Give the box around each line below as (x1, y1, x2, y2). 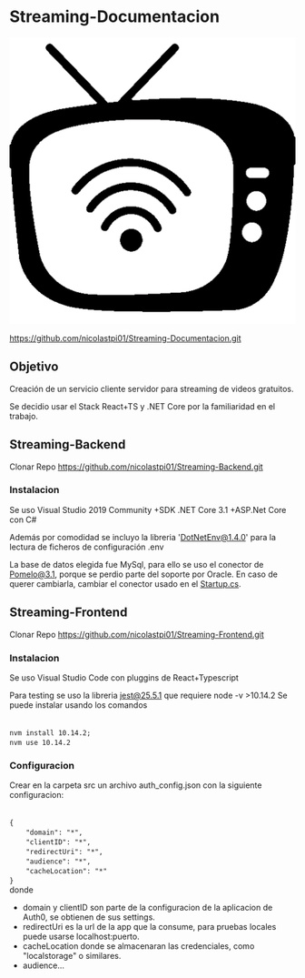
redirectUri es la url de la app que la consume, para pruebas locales (22, 922, 277, 933)
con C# (9, 514, 37, 525)
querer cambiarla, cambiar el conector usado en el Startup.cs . (9, 578, 242, 589)
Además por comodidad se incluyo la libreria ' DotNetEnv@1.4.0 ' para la (9, 531, 277, 542)
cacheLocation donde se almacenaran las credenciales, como (22, 941, 255, 952)
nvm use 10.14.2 (9, 738, 71, 747)
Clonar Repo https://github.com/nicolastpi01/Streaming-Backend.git (9, 461, 263, 472)
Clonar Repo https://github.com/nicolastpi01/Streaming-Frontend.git (9, 629, 265, 640)
